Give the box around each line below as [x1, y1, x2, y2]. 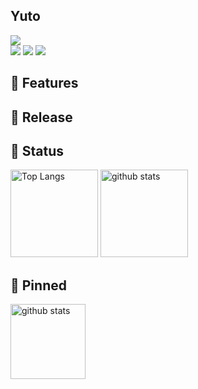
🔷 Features [10, 75, 79, 92]
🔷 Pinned [10, 277, 67, 294]
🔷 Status [10, 142, 65, 159]
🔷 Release [10, 109, 73, 126]
